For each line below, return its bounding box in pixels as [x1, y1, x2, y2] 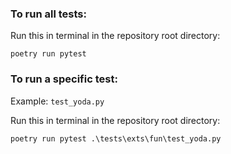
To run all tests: [10, 7, 87, 21]
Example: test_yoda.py [10, 95, 105, 107]
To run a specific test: [10, 72, 118, 86]
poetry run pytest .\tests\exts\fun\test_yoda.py [10, 133, 222, 144]
